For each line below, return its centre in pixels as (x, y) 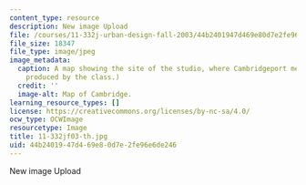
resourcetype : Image (49, 128)
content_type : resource (55, 18)
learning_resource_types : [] (65, 103)
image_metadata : (40, 60)
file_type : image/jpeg (52, 52)
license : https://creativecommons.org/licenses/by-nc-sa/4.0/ (130, 111)
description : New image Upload (69, 26)
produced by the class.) (73, 77)
